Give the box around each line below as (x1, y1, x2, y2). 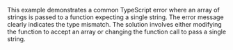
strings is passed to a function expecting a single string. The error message (7, 13, 224, 21)
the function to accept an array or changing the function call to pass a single (7, 27, 227, 36)
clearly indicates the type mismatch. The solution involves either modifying (7, 21, 223, 28)
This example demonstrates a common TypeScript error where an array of (7, 6, 220, 14)
